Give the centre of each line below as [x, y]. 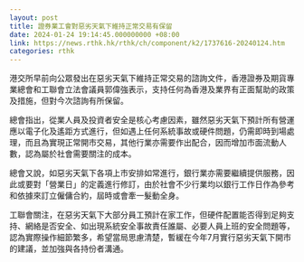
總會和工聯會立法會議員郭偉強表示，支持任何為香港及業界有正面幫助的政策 [156, 89]
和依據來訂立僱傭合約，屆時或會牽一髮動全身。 [96, 196]
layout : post [34, 18]
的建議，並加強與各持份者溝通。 [69, 248]
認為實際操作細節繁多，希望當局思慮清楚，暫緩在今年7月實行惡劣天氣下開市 [150, 238]
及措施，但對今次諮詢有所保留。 [69, 101]
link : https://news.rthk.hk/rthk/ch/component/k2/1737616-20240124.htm [147, 43]
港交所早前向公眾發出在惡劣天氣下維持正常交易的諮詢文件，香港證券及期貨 [148, 79]
